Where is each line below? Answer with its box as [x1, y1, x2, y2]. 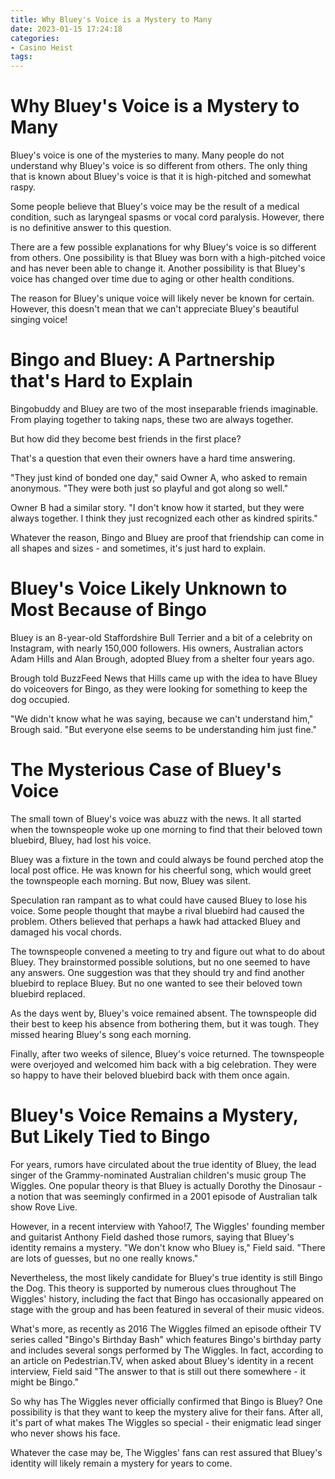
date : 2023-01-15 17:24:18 [10, 24, 123, 34]
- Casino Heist [10, 42, 74, 53]
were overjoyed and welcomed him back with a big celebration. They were [10, 1058, 317, 1070]
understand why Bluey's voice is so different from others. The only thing [10, 160, 308, 172]
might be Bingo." [10, 1376, 79, 1388]
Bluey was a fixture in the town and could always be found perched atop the [10, 853, 324, 865]
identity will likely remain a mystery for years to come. [10, 1457, 233, 1469]
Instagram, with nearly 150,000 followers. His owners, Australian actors [10, 642, 304, 654]
